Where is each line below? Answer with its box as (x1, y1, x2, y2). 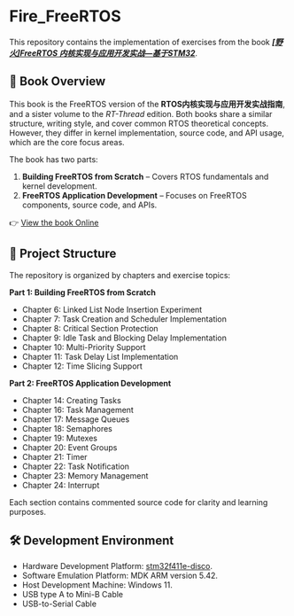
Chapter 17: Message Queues (21, 414, 130, 425)
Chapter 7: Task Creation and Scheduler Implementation (21, 313, 228, 324)
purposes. (9, 506, 47, 517)
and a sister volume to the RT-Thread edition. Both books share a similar (9, 108, 273, 119)
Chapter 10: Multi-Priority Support (21, 341, 146, 352)
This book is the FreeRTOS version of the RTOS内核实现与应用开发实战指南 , (9, 98, 286, 109)
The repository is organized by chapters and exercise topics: (9, 269, 231, 280)
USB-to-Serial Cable (21, 598, 97, 609)
